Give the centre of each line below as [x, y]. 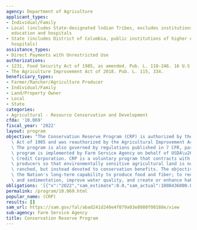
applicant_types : [27, 17]
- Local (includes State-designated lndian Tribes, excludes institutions [99, 28]
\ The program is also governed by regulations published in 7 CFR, [97, 147]
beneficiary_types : [30, 77]
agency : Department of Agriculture [50, 11]
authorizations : [26, 60]
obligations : [22, 186]
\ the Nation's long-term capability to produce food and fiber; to [97, 175]
